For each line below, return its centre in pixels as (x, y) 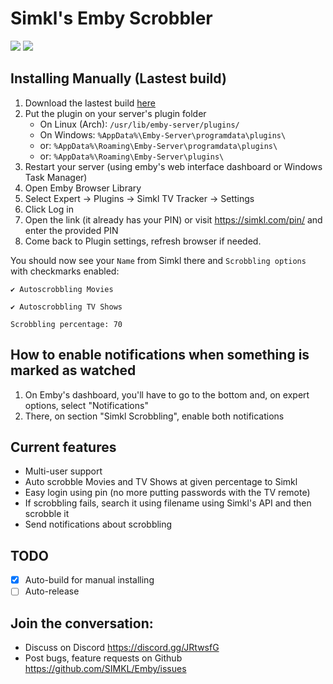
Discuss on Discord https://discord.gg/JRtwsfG (122, 648)
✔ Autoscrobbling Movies (62, 289)
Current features (63, 447)
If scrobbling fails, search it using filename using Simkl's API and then (168, 503)
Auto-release (52, 591)
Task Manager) (56, 177)
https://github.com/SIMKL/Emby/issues (105, 669)
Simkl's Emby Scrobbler (111, 18)
